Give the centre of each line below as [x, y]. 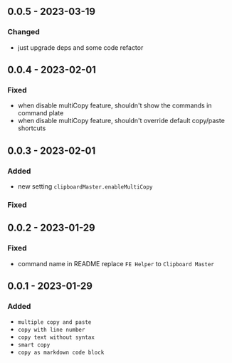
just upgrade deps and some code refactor [80, 47]
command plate [41, 113]
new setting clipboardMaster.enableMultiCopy [85, 186]
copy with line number [51, 330]
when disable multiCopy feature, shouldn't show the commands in [115, 105]
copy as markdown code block [61, 353]
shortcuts [32, 128]
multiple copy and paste [54, 322]
